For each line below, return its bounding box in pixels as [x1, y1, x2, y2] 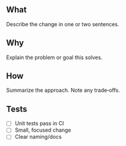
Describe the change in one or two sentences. [6, 20, 119, 27]
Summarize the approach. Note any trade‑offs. [6, 86, 120, 94]
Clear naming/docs [14, 133, 62, 141]
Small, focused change [14, 126, 71, 133]
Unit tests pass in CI [14, 120, 64, 127]
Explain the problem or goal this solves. [6, 54, 103, 61]
